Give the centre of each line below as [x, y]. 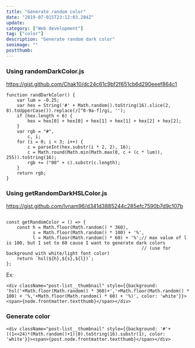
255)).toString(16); [32, 158]
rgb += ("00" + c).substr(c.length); [74, 163]
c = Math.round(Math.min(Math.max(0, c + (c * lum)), [95, 152]
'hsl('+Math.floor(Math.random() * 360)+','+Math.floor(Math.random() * [98, 291]
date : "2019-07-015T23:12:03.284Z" [50, 17]
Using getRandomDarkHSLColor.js [57, 193]
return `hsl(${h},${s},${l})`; [55, 259]
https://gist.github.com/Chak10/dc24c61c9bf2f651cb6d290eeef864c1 [92, 84]
